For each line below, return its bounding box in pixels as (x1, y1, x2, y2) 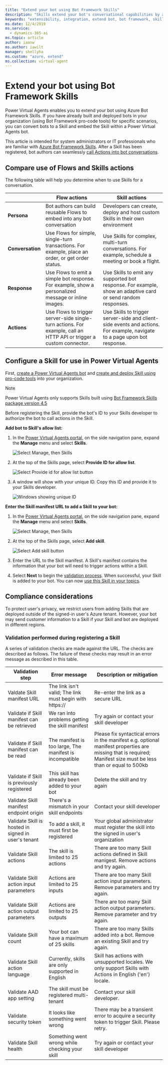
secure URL (94, 695, 121, 702)
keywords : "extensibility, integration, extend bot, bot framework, (5, 17, 151, 22)
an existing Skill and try (94, 938, 149, 945)
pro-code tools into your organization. (5, 375, 83, 381)
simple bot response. (45, 275, 95, 282)
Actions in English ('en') (94, 971, 150, 978)
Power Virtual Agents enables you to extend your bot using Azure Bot (5, 107, 148, 113)
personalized (45, 288, 76, 295)
